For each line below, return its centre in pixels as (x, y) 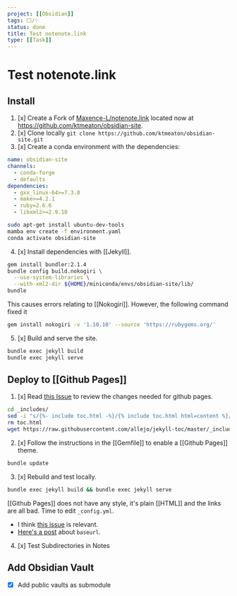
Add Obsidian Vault (51, 568)
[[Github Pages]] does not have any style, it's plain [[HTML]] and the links (114, 503)
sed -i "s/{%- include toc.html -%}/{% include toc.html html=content (113, 416)
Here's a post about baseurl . (59, 532)
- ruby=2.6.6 (33, 205)
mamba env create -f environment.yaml (64, 231)
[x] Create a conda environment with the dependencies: (99, 147)
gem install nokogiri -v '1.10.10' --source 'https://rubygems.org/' (112, 325)
